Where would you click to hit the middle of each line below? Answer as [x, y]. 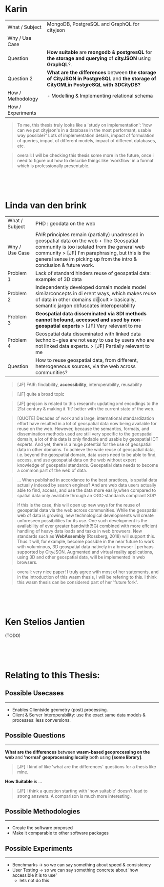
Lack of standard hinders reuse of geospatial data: [93, 273]
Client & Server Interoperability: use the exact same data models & [79, 715]
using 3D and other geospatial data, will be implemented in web [81, 557]
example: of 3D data [59, 279]
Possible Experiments [39, 849]
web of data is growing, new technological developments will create [85, 515]
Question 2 [20, 78]
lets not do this [34, 881]
